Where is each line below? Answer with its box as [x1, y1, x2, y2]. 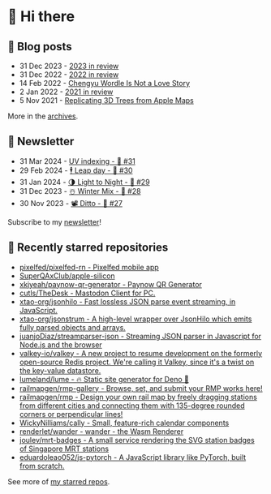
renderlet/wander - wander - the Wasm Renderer [19, 426, 184, 436]
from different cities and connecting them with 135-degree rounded [19, 401, 245, 410]
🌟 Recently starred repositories [7, 241, 169, 255]
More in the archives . [7, 111, 79, 121]
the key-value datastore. [19, 365, 101, 376]
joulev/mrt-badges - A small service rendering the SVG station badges [19, 435, 255, 445]
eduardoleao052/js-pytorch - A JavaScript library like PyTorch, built [19, 452, 247, 462]
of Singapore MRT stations [19, 444, 110, 453]
